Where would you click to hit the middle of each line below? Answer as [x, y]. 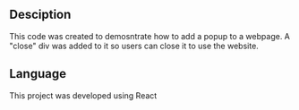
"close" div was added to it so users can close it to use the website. [134, 46]
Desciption [40, 15]
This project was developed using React [83, 95]
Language [38, 74]
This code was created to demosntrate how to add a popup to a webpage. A [150, 36]
